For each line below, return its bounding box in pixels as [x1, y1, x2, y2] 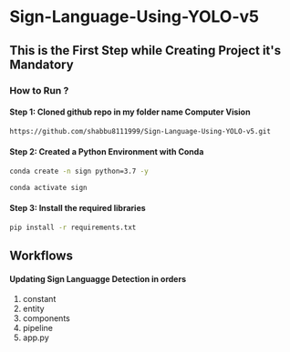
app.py [22, 332, 50, 343]
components [22, 313, 70, 324]
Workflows [9, 248, 73, 263]
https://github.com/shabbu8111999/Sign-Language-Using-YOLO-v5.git [9, 126, 272, 136]
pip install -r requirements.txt [9, 223, 137, 232]
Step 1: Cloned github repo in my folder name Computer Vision [9, 106, 251, 117]
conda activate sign [9, 183, 88, 192]
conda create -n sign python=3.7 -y [9, 166, 149, 176]
